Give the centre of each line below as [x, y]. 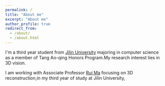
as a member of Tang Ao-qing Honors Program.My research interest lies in [82, 57]
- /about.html [24, 38]
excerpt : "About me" [27, 19]
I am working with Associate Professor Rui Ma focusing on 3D [69, 72]
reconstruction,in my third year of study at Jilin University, [65, 78]
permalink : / [19, 10]
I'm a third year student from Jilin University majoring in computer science [82, 52]
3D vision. [16, 63]
